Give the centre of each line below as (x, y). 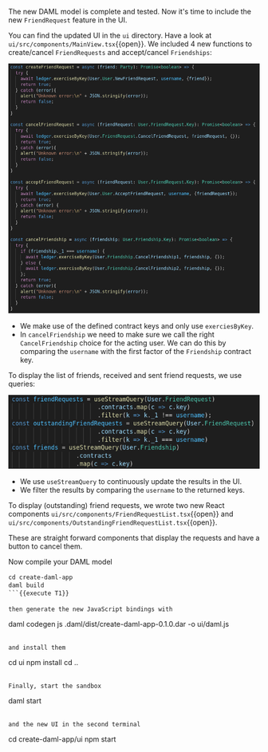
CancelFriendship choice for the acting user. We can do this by (123, 343)
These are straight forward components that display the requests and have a (134, 537)
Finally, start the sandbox (55, 686)
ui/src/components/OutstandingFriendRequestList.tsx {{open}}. (113, 522)
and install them (37, 648)
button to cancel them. (45, 546)
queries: (22, 384)
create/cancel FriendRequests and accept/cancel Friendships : (110, 52)
